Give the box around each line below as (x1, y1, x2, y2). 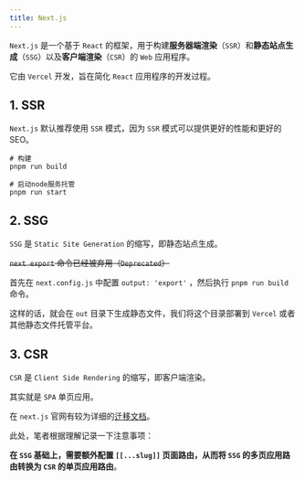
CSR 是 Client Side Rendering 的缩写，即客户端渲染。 (9, 372, 211, 383)
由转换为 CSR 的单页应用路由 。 (9, 461, 122, 472)
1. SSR (9, 98, 46, 113)
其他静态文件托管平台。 (9, 319, 98, 330)
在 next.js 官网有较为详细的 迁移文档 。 (9, 411, 155, 421)
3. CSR (9, 347, 48, 362)
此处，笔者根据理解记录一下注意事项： (9, 431, 153, 442)
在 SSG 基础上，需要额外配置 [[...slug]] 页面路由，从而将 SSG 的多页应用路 (9, 450, 290, 461)
